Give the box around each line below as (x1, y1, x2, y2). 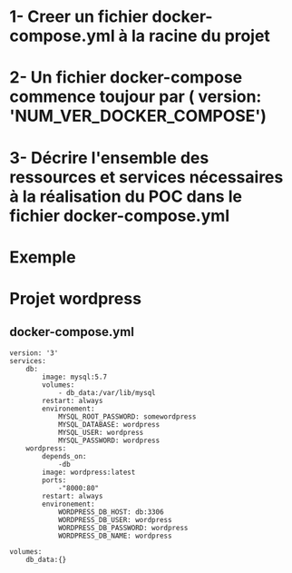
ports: (42, 475, 67, 485)
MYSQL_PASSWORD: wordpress (57, 436, 161, 445)
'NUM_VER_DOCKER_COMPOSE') (9, 106, 268, 126)
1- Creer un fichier (9, 6, 149, 27)
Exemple (9, 247, 76, 267)
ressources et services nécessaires (9, 166, 284, 187)
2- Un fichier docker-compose (9, 67, 243, 88)
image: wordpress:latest (42, 468, 136, 477)
